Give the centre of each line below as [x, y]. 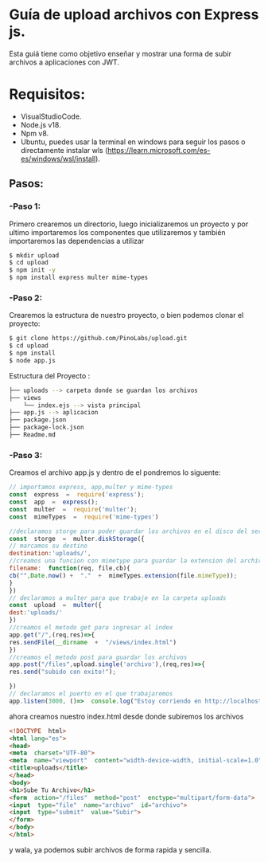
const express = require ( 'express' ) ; [77, 495]
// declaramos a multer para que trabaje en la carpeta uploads [118, 598]
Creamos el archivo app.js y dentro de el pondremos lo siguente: [115, 472]
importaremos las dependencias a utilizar [77, 241]
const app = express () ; [54, 502]
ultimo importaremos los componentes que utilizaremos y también [117, 232]
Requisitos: [47, 94]
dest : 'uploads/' [36, 613]
